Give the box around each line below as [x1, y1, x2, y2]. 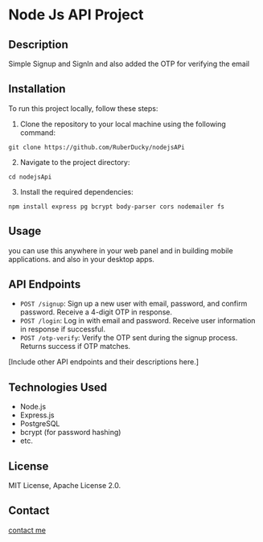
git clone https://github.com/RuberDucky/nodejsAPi [8, 143, 185, 151]
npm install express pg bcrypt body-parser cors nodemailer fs [8, 203, 225, 211]
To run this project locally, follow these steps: [8, 103, 158, 113]
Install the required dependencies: [19, 187, 134, 196]
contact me [8, 525, 47, 535]
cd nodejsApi [8, 173, 52, 181]
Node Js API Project [8, 6, 144, 24]
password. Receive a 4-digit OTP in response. [19, 307, 173, 317]
